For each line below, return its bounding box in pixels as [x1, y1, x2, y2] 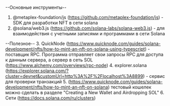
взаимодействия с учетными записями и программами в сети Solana [12, 31, 165, 36]
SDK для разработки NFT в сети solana [12, 20, 98, 26]
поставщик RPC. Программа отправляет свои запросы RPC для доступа [5, 51, 164, 57]
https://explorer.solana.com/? [7, 68, 69, 74]
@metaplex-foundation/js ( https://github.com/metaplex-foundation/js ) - [12, 14, 164, 20]
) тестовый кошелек [108, 84, 152, 90]
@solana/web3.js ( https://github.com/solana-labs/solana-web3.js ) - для [12, 25, 165, 31]
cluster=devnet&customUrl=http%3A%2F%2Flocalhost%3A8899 [5, 73, 143, 79]
